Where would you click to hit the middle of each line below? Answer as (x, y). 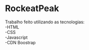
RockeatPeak (32, 8)
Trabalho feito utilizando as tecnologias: (45, 22)
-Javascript (16, 37)
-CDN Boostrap (20, 42)
